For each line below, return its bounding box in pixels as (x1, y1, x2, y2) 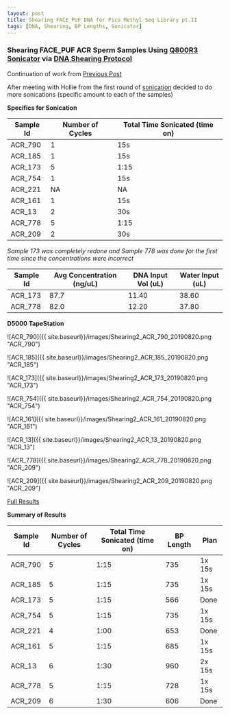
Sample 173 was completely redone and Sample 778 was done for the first (7, 246, 218, 255)
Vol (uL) (137, 279, 164, 288)
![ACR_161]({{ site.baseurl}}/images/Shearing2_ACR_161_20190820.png (7, 414, 207, 423)
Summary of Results (7, 511, 66, 519)
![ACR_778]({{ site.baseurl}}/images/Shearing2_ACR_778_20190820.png (7, 456, 212, 464)
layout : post (7, 10, 44, 17)
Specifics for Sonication (7, 104, 77, 112)
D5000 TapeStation (7, 319, 64, 327)
